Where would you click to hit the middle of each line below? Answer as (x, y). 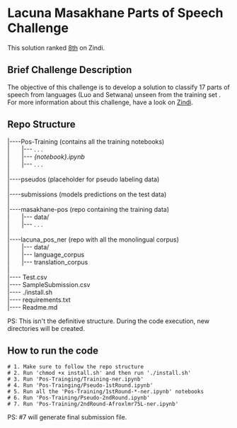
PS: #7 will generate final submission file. (67, 417)
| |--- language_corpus (46, 254)
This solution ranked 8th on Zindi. (56, 47)
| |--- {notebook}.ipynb (46, 157)
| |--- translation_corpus (48, 262)
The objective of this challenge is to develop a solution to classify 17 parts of (118, 87)
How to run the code (53, 350)
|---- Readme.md (33, 307)
